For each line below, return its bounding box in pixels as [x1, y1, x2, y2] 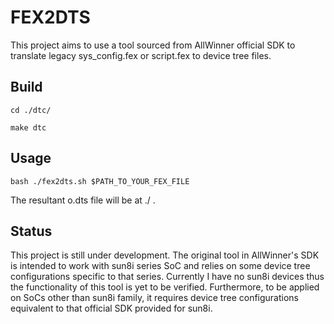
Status [10, 222, 53, 240]
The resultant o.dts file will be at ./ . [10, 194, 156, 206]
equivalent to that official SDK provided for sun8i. [10, 302, 213, 315]
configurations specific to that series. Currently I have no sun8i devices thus [10, 271, 325, 283]
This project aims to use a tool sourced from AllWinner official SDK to [10, 39, 296, 51]
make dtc [10, 122, 47, 133]
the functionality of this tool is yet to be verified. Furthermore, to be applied [10, 281, 320, 293]
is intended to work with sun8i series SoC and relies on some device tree [10, 260, 311, 272]
